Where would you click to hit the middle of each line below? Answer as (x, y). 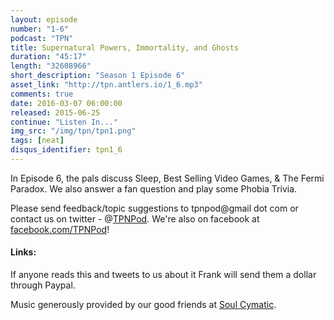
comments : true (42, 94)
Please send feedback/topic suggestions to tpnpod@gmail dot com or (154, 208)
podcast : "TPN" (42, 38)
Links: (23, 252)
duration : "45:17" (48, 57)
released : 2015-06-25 (55, 112)
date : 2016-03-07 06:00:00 (66, 103)
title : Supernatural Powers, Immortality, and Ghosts (125, 47)
